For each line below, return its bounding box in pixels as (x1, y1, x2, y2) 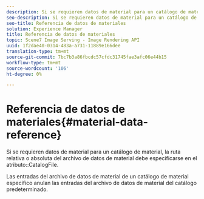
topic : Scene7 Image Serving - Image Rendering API (6, 37, 140, 43)
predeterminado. (6, 186, 49, 193)
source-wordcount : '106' (6, 65, 69, 72)
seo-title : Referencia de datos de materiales (6, 20, 126, 26)
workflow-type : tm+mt (6, 59, 61, 66)
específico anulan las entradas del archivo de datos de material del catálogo (6, 180, 197, 187)
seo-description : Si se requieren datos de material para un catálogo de (6, 15, 197, 21)
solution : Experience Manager (6, 25, 83, 32)
